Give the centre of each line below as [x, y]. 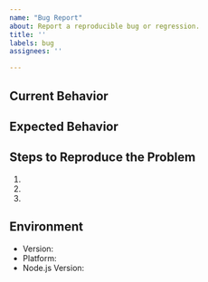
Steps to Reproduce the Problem [103, 158]
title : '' [28, 34]
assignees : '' [36, 52]
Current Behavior [59, 96]
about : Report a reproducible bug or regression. [105, 26]
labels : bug [32, 43]
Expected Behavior [64, 126]
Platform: [39, 258]
